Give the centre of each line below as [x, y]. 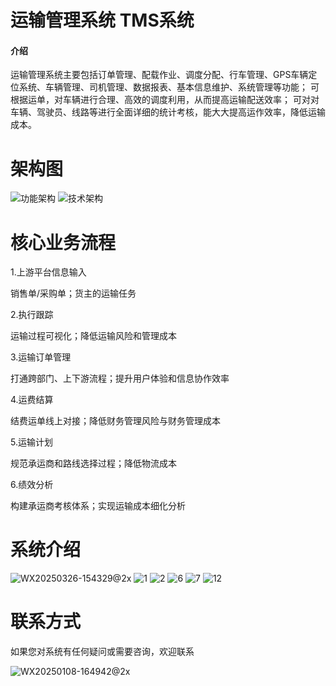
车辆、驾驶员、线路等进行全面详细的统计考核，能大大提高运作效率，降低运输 [168, 112]
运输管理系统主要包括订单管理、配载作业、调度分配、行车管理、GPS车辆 [159, 75]
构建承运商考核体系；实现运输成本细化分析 [98, 506]
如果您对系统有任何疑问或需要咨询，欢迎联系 [102, 652]
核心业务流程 [63, 242]
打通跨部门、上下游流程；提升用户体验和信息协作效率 [120, 378]
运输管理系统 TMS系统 [102, 20]
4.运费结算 [32, 400]
